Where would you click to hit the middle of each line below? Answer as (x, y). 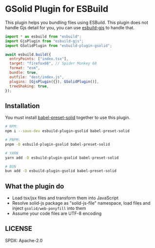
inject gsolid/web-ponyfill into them (49, 209)
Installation (22, 106)
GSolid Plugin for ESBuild (57, 9)
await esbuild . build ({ (28, 55)
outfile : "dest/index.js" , (37, 77)
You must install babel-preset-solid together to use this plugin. (68, 117)
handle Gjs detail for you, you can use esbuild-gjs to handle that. (70, 27)
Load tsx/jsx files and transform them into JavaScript (65, 198)
